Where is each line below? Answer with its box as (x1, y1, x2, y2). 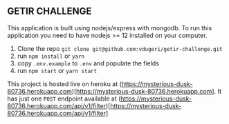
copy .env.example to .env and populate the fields (17, 59, 159, 68)
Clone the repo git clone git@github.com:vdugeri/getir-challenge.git (17, 44, 223, 52)
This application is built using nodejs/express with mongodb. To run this (7, 23, 212, 32)
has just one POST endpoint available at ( (7, 94, 121, 103)
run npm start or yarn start (17, 66, 98, 74)
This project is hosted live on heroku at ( (7, 79, 122, 88)
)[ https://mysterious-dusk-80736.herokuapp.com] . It (71, 87, 221, 95)
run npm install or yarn (17, 52, 85, 60)
